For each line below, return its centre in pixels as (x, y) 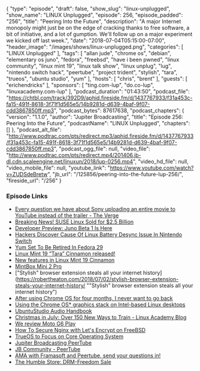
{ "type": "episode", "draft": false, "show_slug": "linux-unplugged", (88, 9)
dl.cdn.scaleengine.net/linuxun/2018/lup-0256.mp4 (70, 162)
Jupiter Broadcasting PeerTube (53, 343)
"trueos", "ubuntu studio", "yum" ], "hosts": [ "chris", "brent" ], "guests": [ (97, 79)
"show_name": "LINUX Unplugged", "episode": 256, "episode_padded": (95, 15)
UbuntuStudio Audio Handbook (53, 311)
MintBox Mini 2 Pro (38, 267)
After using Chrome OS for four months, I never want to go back (94, 298)
